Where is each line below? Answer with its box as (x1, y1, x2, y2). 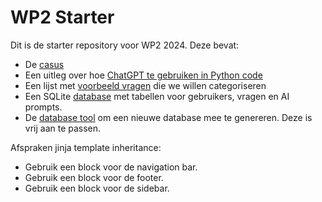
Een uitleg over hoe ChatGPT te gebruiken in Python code (24, 69, 263, 81)
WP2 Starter (10, 6, 115, 29)
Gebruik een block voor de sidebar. (24, 182, 170, 194)
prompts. (24, 101, 63, 113)
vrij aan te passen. (24, 122, 102, 134)
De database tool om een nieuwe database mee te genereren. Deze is (24, 111, 313, 123)
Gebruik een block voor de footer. (24, 171, 164, 183)
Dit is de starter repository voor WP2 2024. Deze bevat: (10, 39, 240, 51)
